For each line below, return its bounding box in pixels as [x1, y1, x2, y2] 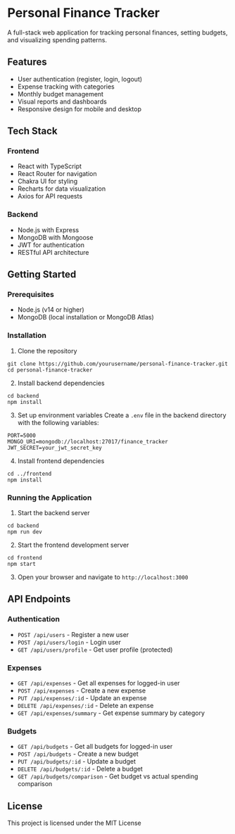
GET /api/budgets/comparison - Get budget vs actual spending [17, 772, 198, 781]
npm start [7, 561, 37, 568]
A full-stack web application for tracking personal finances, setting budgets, [7, 28, 228, 37]
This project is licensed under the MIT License [7, 819, 142, 828]
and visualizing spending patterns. [7, 35, 108, 44]
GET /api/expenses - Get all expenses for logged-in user [17, 679, 181, 687]
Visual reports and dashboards [17, 97, 107, 106]
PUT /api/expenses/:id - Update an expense [17, 694, 147, 702]
